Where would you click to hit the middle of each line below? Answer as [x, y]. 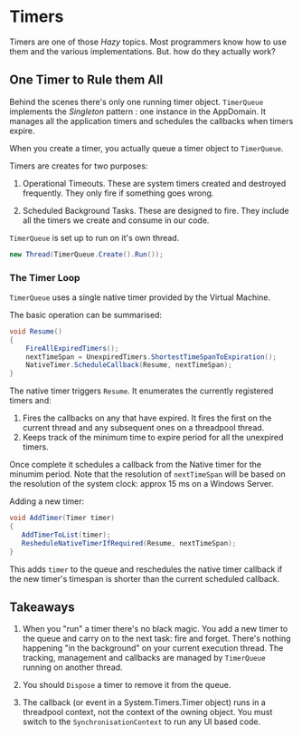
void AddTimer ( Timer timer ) [62, 518]
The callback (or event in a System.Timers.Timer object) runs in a [144, 702]
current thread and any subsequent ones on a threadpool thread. [143, 428]
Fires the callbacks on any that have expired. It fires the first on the [147, 418]
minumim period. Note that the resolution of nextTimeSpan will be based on [148, 474]
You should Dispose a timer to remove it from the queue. [127, 685]
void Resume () [36, 331]
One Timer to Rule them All [86, 80]
